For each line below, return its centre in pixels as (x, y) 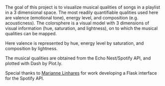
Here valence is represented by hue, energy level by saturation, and (75, 43)
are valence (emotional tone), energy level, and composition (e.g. (72, 18)
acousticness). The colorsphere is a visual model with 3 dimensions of (77, 23)
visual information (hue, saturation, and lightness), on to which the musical (82, 28)
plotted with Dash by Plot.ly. (34, 63)
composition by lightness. (32, 48)
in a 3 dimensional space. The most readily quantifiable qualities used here (82, 12)
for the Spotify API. (25, 78)
